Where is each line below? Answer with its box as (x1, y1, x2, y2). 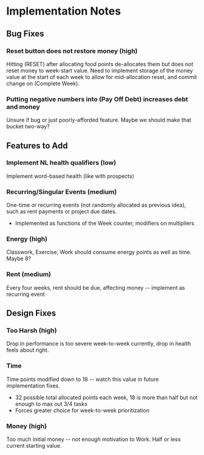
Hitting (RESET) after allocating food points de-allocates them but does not (6, 60, 194, 67)
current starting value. (6, 442, 62, 450)
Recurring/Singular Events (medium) (6, 187, 117, 196)
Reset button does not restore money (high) (6, 47, 138, 55)
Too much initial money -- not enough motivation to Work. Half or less (6, 436, 181, 443)
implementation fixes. (6, 381, 61, 389)
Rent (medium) (6, 270, 52, 279)
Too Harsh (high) (6, 326, 57, 335)
